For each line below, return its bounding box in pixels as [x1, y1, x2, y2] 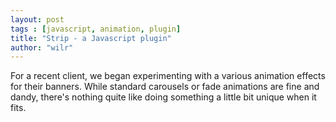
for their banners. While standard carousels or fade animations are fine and [10, 81, 320, 93]
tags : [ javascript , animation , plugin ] [10, 24, 182, 34]
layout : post [10, 14, 65, 25]
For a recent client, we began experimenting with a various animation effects [10, 70, 326, 82]
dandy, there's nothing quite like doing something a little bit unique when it [10, 91, 317, 103]
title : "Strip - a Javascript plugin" [10, 33, 172, 43]
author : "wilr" [10, 42, 74, 53]
